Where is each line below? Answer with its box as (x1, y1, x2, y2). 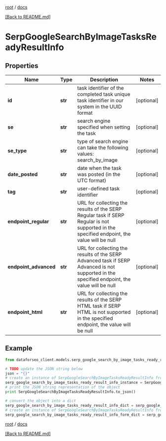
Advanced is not (77, 263, 115, 270)
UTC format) (77, 177, 106, 184)
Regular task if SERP (77, 212, 124, 219)
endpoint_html (7, 309, 43, 315)
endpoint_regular (7, 218, 49, 225)
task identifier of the (77, 84, 124, 91)
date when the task (77, 165, 122, 171)
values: (77, 150, 94, 157)
